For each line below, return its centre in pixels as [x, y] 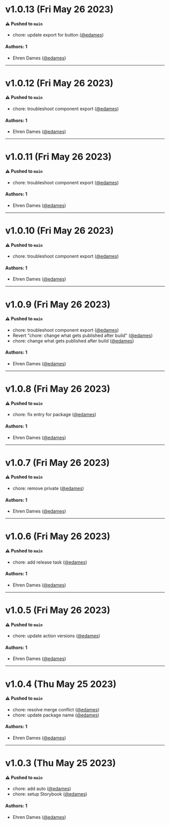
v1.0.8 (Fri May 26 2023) [58, 389]
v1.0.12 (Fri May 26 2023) [59, 83]
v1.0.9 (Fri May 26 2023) [58, 304]
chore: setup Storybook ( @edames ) [50, 794]
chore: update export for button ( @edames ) [58, 35]
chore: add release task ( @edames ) [50, 562]
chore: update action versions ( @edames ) [56, 636]
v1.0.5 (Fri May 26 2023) [58, 610]
